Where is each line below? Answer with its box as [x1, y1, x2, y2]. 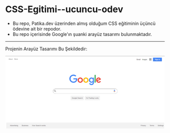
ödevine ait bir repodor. [12, 25, 62, 31]
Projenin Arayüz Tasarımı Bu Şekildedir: [5, 46, 88, 52]
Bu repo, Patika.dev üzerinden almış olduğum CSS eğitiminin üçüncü [12, 20, 156, 26]
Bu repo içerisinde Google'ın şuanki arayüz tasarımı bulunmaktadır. [12, 31, 152, 37]
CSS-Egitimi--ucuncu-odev [5, 4, 123, 15]
